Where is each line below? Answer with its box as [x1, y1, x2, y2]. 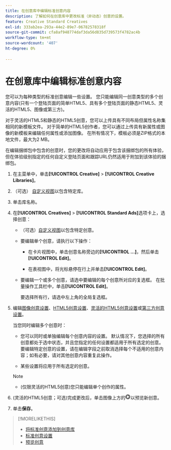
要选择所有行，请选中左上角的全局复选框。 [20, 294, 110, 300]
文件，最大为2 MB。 [9, 136, 53, 143]
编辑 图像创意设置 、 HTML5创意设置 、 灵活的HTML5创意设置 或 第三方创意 [12, 304, 165, 311]
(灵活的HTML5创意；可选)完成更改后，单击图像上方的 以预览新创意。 [12, 394, 162, 400]
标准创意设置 [25, 432, 53, 439]
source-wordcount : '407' [5, 41, 58, 46]
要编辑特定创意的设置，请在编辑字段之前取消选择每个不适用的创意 [20, 345, 159, 352]
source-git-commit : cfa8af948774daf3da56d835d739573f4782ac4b [5, 30, 140, 35]
